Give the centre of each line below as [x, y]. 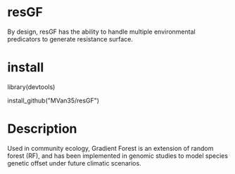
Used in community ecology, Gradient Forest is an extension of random [110, 148]
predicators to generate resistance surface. [70, 39]
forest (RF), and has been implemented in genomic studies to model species [118, 156]
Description [42, 129]
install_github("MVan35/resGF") [53, 100]
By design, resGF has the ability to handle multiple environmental [101, 32]
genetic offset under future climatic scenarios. [75, 163]
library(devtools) [31, 87]
